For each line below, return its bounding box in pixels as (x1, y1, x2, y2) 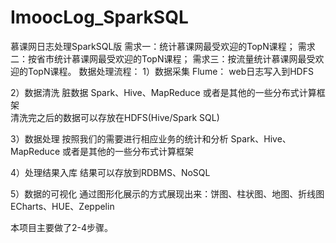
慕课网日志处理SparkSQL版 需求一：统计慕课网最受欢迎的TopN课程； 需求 (10, 40, 316, 52)
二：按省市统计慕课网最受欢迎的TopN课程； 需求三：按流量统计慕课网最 (10, 52, 307, 65)
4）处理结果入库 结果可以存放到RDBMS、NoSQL (10, 166, 211, 178)
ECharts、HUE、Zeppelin (10, 200, 115, 212)
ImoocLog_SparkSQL (10, 6, 189, 29)
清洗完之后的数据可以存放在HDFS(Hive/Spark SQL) (10, 111, 220, 123)
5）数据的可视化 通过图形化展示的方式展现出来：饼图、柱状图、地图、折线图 (10, 187, 325, 200)
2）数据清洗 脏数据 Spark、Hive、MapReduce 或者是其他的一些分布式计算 (10, 86, 317, 98)
